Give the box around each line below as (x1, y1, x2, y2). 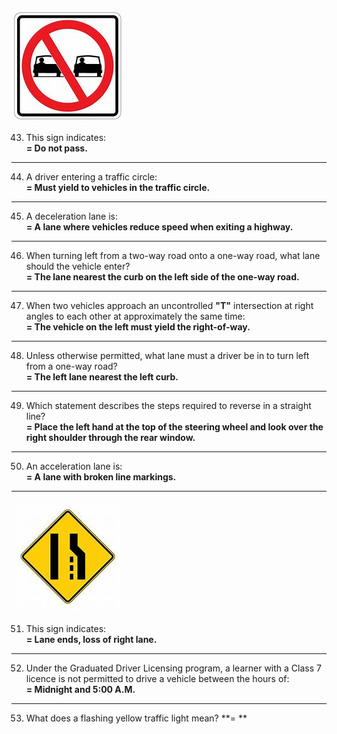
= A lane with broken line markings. (25, 471, 177, 483)
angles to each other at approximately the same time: (25, 310, 246, 322)
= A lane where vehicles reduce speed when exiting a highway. (25, 221, 294, 233)
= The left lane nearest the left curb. (25, 371, 179, 383)
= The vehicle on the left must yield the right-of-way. (25, 321, 251, 333)
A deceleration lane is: (25, 210, 118, 222)
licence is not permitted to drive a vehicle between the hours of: (25, 673, 290, 684)
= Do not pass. (25, 142, 88, 154)
